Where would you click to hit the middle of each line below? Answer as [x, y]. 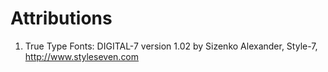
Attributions [61, 18]
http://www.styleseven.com [82, 56]
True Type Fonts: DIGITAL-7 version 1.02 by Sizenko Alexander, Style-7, [171, 46]
